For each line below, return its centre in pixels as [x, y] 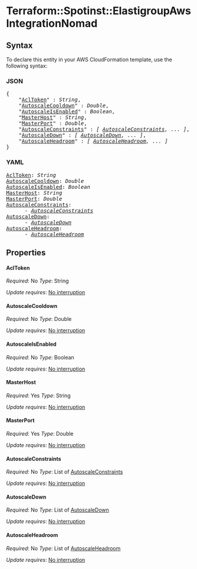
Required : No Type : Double [39, 319]
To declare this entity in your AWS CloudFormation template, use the [89, 60]
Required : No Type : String [37, 281]
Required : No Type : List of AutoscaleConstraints [65, 472]
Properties [26, 253]
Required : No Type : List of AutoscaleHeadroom [63, 548]
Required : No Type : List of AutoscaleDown [58, 510]
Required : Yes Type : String [38, 396]
